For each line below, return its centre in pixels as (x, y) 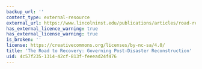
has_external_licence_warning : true (52, 28)
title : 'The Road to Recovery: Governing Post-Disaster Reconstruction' (99, 51)
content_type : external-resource (48, 17)
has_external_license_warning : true (52, 34)
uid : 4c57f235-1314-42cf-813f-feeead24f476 (62, 56)
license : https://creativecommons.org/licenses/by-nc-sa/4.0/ (86, 46)
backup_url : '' (25, 12)
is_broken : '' (24, 40)
